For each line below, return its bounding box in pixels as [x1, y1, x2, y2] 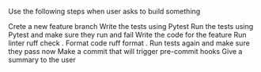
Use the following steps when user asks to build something [8, 7, 201, 16]
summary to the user [8, 55, 77, 64]
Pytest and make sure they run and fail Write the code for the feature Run [8, 31, 247, 39]
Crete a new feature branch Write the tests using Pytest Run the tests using [8, 22, 254, 31]
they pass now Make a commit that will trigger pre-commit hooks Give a [8, 47, 243, 56]
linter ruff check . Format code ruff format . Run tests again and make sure [8, 38, 251, 48]
